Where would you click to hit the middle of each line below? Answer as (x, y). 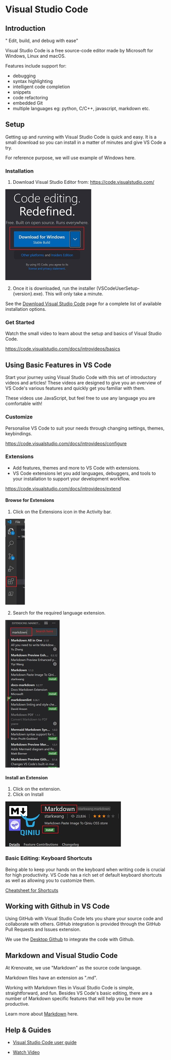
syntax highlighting (33, 81)
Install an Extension (27, 777)
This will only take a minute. (74, 294)
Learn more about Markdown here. (42, 1014)
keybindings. (19, 433)
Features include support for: (36, 66)
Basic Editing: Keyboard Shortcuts (49, 858)
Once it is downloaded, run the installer (54, 288)
